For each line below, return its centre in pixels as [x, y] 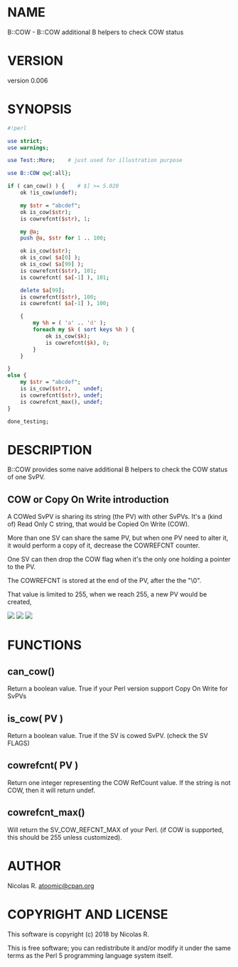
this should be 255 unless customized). [65, 837]
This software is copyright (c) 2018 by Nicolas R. [78, 934]
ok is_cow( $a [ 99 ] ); [52, 265]
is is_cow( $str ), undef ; [61, 389]
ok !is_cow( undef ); [49, 193]
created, [20, 602]
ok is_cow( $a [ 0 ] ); [50, 258]
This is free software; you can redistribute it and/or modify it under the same [119, 948]
